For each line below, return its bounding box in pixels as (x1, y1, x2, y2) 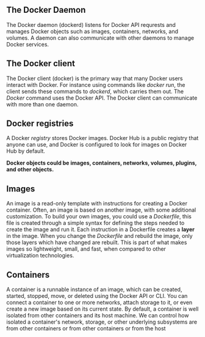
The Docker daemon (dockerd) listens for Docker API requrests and (6, 21, 176, 28)
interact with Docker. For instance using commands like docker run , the (6, 81, 185, 88)
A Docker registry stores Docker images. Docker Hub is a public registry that (6, 135, 199, 142)
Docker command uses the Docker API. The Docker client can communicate (6, 94, 198, 102)
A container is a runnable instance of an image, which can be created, (6, 286, 182, 293)
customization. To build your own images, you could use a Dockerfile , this (6, 213, 192, 220)
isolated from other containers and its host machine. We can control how (6, 312, 189, 319)
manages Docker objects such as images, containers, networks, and (6, 28, 179, 35)
